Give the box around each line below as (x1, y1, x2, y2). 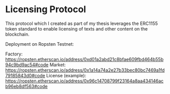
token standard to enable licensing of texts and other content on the (5, 25, 148, 32)
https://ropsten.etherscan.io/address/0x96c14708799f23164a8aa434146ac (5, 78, 164, 84)
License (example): (46, 72, 87, 78)
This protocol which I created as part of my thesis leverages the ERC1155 (5, 20, 158, 26)
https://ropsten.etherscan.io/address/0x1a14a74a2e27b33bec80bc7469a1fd (5, 67, 165, 73)
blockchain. (5, 31, 30, 37)
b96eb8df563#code (5, 83, 48, 89)
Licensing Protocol (5, 4, 87, 15)
